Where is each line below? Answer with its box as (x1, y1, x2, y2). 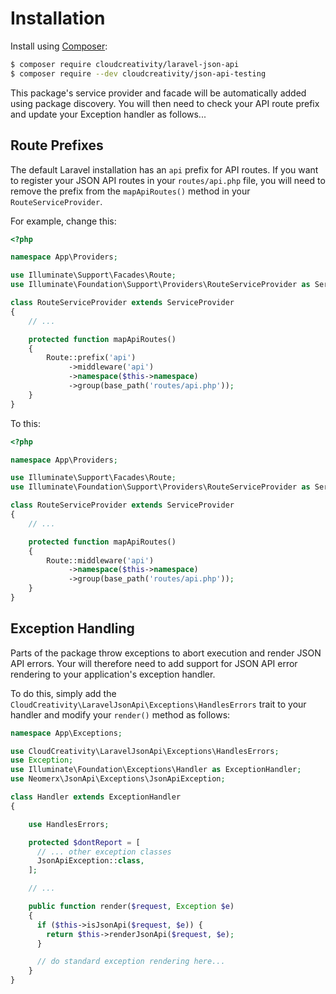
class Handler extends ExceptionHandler (10, 792, 182, 802)
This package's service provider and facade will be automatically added (10, 87, 307, 99)
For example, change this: (10, 215, 117, 227)
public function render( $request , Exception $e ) (28, 902, 235, 912)
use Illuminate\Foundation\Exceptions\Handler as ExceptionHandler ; (10, 765, 302, 775)
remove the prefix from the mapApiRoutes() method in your (10, 185, 251, 197)
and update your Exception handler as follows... (10, 108, 207, 120)
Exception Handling (10, 620, 135, 637)
